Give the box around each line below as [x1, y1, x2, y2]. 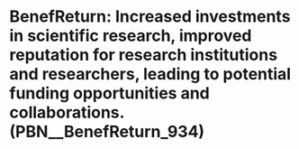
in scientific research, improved [9, 25, 252, 46]
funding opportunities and [9, 83, 210, 104]
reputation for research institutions [9, 45, 277, 65]
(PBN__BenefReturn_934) [9, 122, 205, 142]
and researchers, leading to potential [9, 64, 291, 85]
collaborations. [9, 102, 124, 123]
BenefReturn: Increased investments [9, 6, 291, 27]
